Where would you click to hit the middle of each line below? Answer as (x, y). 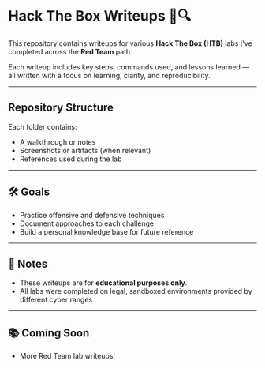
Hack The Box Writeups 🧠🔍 (100, 16)
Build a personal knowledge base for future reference (106, 231)
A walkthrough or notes (58, 142)
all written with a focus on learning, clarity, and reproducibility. (109, 75)
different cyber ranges (56, 300)
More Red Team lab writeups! (67, 356)
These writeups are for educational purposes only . (103, 283)
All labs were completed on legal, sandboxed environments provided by (136, 291)
